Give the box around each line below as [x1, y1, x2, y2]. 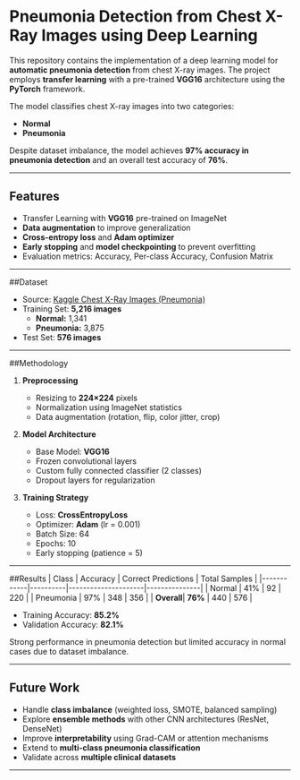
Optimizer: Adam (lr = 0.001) [35, 519, 141, 529]
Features [9, 189, 60, 204]
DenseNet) [21, 723, 62, 733]
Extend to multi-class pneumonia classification [21, 741, 201, 753]
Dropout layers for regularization [35, 475, 156, 485]
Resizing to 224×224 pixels [35, 392, 138, 403]
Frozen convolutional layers [35, 455, 137, 467]
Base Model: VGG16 [35, 446, 110, 457]
